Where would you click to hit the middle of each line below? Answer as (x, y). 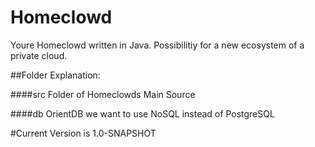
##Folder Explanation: (55, 75)
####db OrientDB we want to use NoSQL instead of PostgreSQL (142, 113)
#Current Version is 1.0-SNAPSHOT (83, 133)
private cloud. (39, 55)
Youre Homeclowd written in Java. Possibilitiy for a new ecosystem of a (157, 45)
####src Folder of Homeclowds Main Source (103, 94)
